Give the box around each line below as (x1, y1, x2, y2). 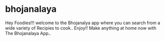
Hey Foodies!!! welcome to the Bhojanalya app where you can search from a (5, 20, 161, 26)
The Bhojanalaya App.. (5, 30, 51, 36)
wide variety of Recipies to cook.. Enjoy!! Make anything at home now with (5, 25, 157, 31)
